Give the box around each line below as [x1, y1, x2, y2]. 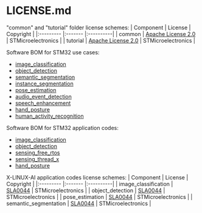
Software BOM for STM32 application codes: [6, 124, 119, 131]
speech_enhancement [15, 99, 71, 107]
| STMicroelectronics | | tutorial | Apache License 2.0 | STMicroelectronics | [6, 37, 196, 44]
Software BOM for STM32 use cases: [6, 48, 100, 56]
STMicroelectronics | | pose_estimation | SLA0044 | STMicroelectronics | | [6, 193, 193, 200]
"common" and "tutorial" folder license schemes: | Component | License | [6, 24, 191, 31]
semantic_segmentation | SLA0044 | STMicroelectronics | [6, 200, 151, 207]
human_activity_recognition [15, 112, 84, 120]
